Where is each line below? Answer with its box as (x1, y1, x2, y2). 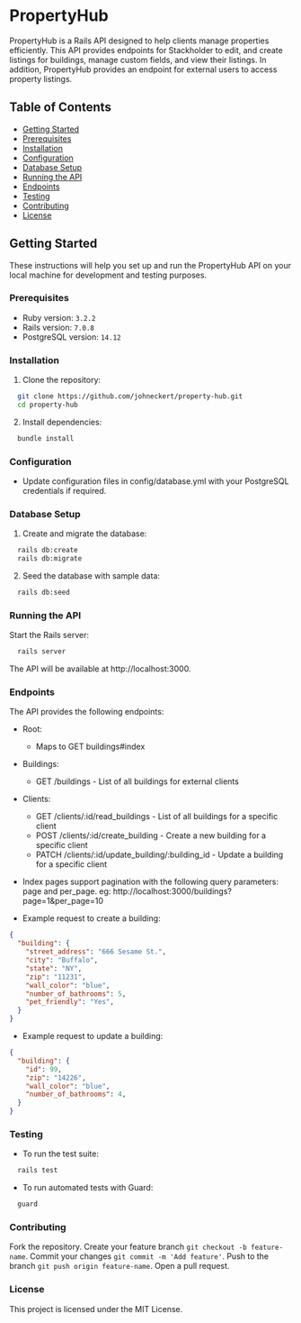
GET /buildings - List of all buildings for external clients (35, 776, 240, 787)
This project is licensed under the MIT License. (9, 1303, 183, 1314)
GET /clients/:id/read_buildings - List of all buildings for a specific (35, 811, 279, 822)
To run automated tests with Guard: (22, 1182, 154, 1193)
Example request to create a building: (22, 913, 161, 924)
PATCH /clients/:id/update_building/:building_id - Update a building (35, 849, 284, 861)
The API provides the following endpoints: (9, 707, 164, 717)
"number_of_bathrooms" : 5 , (25, 989, 127, 999)
